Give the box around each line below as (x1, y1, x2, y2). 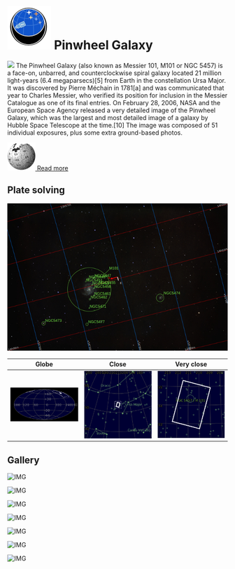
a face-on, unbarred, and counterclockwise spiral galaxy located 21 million (7, 69, 222, 77)
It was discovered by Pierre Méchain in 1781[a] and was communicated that (7, 83, 225, 92)
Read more (36, 163, 69, 172)
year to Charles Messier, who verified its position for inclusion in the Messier (7, 91, 228, 100)
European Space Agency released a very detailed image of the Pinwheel (7, 106, 216, 114)
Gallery (7, 454, 40, 466)
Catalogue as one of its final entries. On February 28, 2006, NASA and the (7, 98, 221, 107)
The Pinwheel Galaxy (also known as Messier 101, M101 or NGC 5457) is (15, 61, 223, 69)
